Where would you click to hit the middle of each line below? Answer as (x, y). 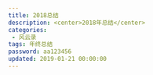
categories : (27, 30)
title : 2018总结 (33, 15)
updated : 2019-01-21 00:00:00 (58, 59)
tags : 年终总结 (31, 45)
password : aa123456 (40, 52)
